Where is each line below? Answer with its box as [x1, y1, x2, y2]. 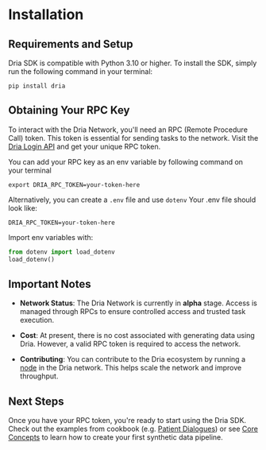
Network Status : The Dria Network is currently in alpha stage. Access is [19, 298, 258, 308]
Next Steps [8, 394, 64, 408]
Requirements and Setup [8, 37, 133, 51]
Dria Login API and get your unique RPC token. [8, 142, 161, 151]
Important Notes [8, 277, 91, 291]
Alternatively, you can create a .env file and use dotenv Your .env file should [8, 195, 256, 204]
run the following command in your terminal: [8, 67, 153, 76]
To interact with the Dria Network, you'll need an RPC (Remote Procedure [8, 125, 249, 134]
